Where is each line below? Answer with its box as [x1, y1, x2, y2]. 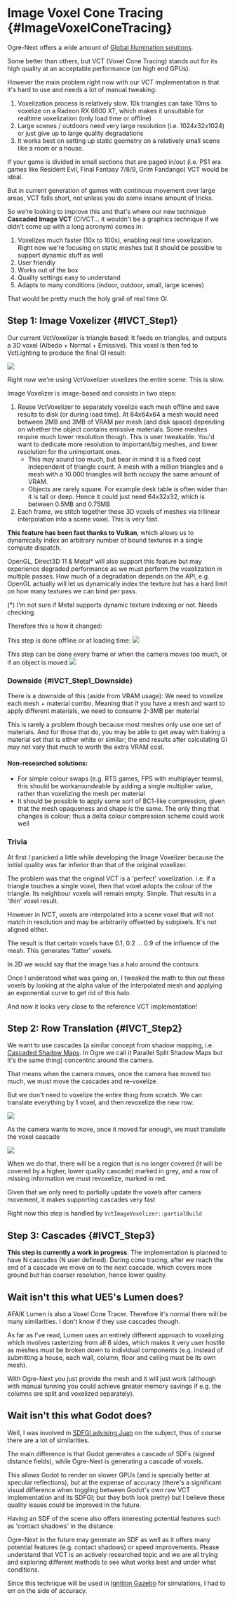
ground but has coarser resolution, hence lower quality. [7, 1270, 168, 1279]
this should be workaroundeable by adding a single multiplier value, [17, 782, 213, 790]
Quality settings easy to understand [17, 273, 121, 282]
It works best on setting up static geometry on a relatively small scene [17, 136, 220, 145]
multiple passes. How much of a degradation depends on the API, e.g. [7, 572, 210, 580]
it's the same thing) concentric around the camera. [7, 1056, 154, 1064]
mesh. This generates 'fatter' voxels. [7, 946, 113, 954]
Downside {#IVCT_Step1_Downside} [7, 676, 133, 686]
